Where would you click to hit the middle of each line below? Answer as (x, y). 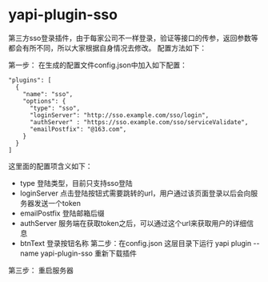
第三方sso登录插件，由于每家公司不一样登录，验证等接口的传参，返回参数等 (133, 38)
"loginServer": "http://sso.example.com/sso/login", (119, 115)
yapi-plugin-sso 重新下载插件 (89, 253)
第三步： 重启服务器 (41, 270)
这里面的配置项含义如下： (50, 166)
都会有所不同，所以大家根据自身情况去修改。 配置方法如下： (107, 48)
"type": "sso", (55, 108)
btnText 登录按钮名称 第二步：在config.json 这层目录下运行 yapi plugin (136, 243)
